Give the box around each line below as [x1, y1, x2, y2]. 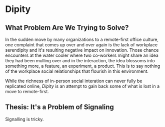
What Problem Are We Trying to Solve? [5, 23, 129, 32]
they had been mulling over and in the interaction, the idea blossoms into [5, 58, 155, 63]
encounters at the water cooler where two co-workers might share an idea [5, 52, 158, 58]
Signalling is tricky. [5, 116, 44, 122]
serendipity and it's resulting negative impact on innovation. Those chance [5, 47, 159, 53]
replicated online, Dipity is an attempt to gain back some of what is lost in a [5, 83, 160, 89]
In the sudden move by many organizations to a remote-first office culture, [5, 36, 159, 42]
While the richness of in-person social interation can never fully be [5, 78, 142, 84]
